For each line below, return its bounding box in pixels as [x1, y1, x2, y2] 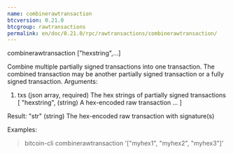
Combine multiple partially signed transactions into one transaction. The [7, 62, 215, 71]
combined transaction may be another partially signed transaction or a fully [7, 70, 224, 78]
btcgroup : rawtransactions [7, 23, 86, 30]
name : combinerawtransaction [7, 10, 92, 17]
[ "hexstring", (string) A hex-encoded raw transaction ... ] [17, 99, 182, 107]
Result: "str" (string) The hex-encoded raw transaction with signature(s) [7, 112, 215, 120]
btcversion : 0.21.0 [7, 17, 64, 24]
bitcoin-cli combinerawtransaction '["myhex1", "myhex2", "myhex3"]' [24, 139, 224, 148]
